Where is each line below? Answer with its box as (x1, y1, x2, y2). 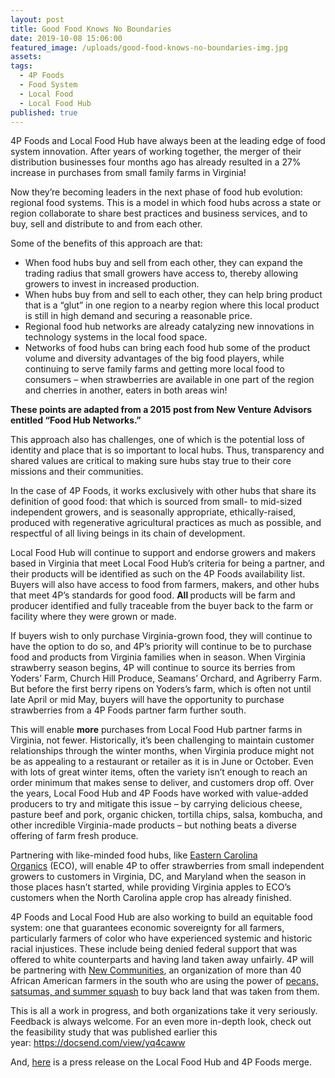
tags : (10, 61, 33, 71)
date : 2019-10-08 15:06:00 (10, 33, 123, 43)
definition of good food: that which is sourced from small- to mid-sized (10, 496, 303, 508)
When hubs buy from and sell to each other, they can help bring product (24, 289, 323, 301)
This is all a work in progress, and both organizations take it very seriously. (10, 1005, 318, 1017)
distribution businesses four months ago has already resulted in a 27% (10, 156, 302, 168)
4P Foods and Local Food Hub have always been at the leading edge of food (10, 135, 326, 147)
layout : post (10, 14, 65, 25)
